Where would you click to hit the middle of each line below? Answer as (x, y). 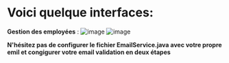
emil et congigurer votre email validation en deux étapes (89, 52)
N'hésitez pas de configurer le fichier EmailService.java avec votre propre (114, 45)
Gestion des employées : (43, 32)
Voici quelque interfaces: (81, 13)
